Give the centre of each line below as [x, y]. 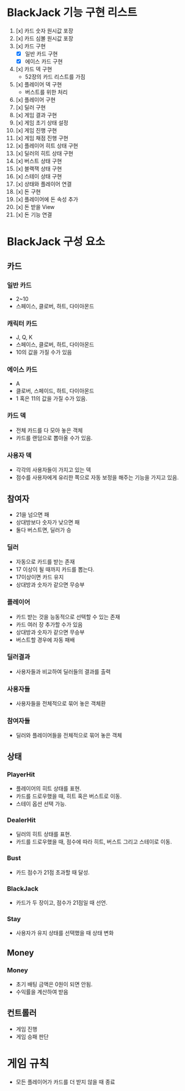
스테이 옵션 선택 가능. [41, 804]
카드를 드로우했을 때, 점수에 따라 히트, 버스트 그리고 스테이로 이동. [94, 842]
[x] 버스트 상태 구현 [39, 161]
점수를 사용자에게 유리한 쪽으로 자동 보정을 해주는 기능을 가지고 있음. [97, 477]
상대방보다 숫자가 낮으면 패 [48, 522]
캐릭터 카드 [22, 324]
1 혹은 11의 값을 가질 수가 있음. [52, 398]
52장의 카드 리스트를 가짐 [55, 77]
